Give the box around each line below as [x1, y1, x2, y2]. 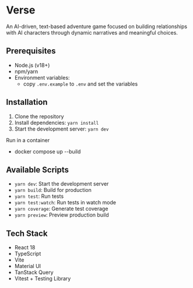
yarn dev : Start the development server [14, 180, 109, 187]
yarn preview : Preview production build [14, 211, 109, 218]
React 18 [14, 244, 36, 251]
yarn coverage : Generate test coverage [14, 205, 108, 212]
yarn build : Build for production [14, 187, 92, 194]
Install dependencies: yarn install [14, 119, 99, 126]
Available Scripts [6, 164, 69, 174]
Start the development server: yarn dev [14, 125, 109, 132]
